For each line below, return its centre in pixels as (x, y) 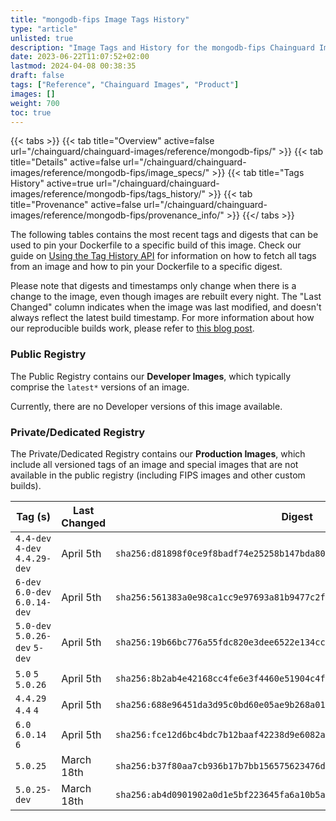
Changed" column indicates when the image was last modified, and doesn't (166, 307)
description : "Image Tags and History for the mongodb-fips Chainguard (162, 47)
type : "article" (44, 29)
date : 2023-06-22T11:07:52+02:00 (80, 57)
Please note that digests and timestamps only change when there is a (153, 286)
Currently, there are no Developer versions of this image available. (146, 406)
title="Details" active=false (65, 162)
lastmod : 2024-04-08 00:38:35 (73, 66)
